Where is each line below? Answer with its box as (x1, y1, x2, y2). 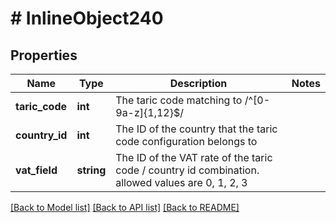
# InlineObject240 (10, 7, 164, 30)
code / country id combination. (115, 163, 260, 177)
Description (169, 77, 228, 90)
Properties (10, 47, 78, 64)
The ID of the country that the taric (115, 122, 278, 136)
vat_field (15, 163, 58, 177)
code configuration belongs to (115, 135, 258, 148)
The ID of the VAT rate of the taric (115, 151, 273, 164)
